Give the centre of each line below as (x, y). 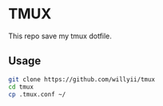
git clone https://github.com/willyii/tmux (82, 79)
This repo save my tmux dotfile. (60, 36)
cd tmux (21, 87)
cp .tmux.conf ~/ (37, 94)
